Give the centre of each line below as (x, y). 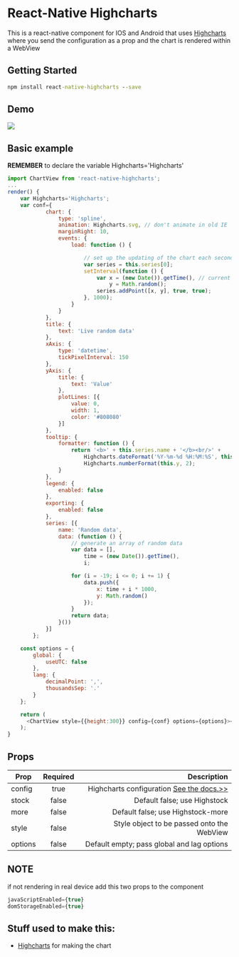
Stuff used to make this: (62, 928)
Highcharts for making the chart (64, 946)
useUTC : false (66, 662)
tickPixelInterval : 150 (94, 358)
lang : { (44, 675)
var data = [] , (93, 550)
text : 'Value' (92, 384)
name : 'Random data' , (90, 530)
